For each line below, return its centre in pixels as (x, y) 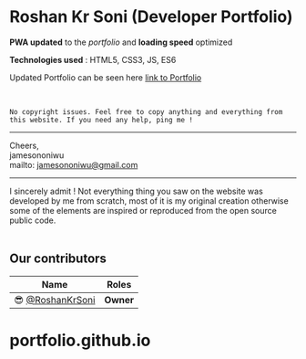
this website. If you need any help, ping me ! (102, 120)
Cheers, (24, 145)
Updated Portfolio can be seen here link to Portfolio (106, 77)
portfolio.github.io (80, 340)
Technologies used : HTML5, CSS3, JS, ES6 (93, 59)
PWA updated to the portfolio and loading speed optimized (121, 42)
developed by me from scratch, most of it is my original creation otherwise (149, 201)
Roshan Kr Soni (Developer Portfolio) (151, 17)
